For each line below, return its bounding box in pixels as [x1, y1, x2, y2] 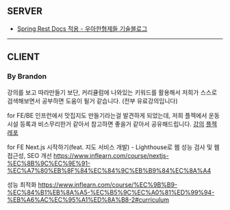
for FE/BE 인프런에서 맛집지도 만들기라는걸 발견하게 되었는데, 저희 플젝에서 [7, 111, 207, 119]
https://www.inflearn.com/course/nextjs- [53, 151, 169, 159]
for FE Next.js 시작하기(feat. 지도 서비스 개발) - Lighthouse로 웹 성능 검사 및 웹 [7, 143, 220, 151]
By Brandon [7, 72, 47, 81]
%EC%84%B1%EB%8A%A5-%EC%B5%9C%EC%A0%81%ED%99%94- [7, 188, 215, 196]
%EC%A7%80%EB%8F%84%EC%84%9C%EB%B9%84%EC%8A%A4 [7, 166, 212, 174]
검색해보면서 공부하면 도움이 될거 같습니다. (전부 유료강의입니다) [7, 96, 178, 105]
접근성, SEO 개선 [7, 151, 53, 159]
